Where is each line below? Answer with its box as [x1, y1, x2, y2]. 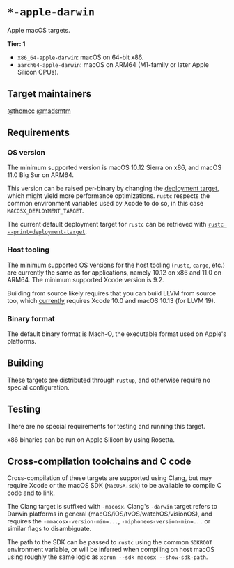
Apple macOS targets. [7, 26, 71, 34]
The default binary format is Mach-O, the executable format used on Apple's [7, 330, 227, 338]
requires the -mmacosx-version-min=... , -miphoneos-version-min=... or [7, 517, 211, 525]
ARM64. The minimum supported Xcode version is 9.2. [7, 275, 165, 284]
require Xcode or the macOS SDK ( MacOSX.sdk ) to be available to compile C [7, 482, 221, 490]
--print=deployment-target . [7, 227, 88, 236]
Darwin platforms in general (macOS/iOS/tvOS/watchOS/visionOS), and [7, 509, 212, 518]
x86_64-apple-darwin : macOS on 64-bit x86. [17, 53, 144, 61]
